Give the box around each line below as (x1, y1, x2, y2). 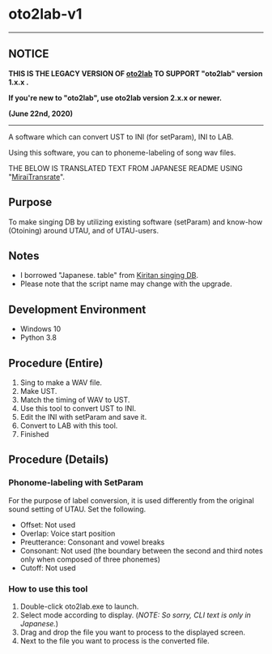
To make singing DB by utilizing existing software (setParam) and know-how (8, 216, 263, 227)
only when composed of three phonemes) (19, 554, 160, 564)
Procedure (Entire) (8, 356, 104, 370)
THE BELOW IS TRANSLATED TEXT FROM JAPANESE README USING (8, 163, 243, 173)
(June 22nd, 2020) (8, 109, 74, 118)
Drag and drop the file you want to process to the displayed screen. (19, 627, 245, 637)
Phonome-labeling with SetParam (8, 477, 144, 489)
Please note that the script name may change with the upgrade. (19, 279, 232, 289)
